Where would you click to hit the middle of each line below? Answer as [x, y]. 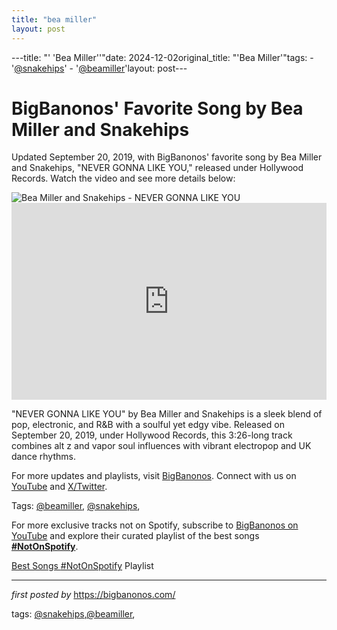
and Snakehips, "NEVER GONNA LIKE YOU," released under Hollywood [157, 168]
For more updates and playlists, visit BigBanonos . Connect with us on [154, 476]
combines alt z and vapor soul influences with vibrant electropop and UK [161, 446]
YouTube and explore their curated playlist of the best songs [135, 536]
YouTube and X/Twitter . [59, 487]
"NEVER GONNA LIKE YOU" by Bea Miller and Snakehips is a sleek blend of [167, 414]
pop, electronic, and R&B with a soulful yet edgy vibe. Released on [148, 425]
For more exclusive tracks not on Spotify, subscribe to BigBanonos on [155, 525]
